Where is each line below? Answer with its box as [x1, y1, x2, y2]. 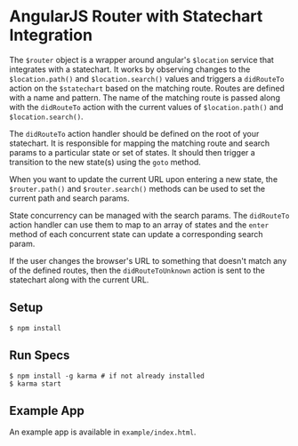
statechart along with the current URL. [9, 274, 149, 285]
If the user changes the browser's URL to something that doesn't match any [9, 255, 287, 266]
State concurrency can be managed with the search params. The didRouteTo [9, 210, 290, 220]
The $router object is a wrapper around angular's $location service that [9, 54, 274, 65]
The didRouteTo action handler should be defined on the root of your [9, 128, 260, 139]
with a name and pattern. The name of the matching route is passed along [9, 92, 280, 103]
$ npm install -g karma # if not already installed [9, 371, 205, 380]
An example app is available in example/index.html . [9, 426, 197, 437]
